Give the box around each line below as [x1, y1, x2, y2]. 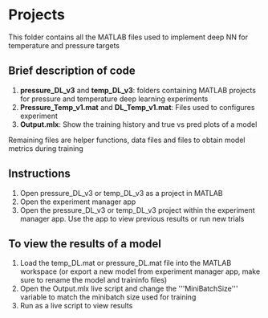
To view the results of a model [8, 237, 162, 251]
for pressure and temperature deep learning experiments [19, 94, 209, 104]
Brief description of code [8, 64, 136, 78]
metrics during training [8, 143, 84, 153]
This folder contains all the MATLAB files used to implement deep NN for [8, 32, 249, 42]
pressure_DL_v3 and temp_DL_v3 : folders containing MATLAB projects [19, 85, 257, 95]
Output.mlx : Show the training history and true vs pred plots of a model [19, 119, 258, 129]
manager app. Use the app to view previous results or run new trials [19, 214, 245, 223]
